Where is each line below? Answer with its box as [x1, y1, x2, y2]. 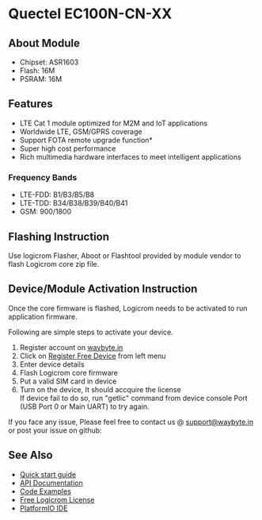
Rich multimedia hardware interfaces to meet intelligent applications [19, 152, 241, 161]
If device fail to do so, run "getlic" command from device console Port [19, 393, 248, 403]
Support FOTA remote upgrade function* [19, 135, 153, 144]
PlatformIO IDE [19, 503, 68, 513]
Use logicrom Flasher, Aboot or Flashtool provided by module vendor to [8, 251, 241, 260]
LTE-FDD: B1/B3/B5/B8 [19, 190, 95, 199]
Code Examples [19, 486, 71, 496]
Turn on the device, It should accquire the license [19, 384, 181, 394]
